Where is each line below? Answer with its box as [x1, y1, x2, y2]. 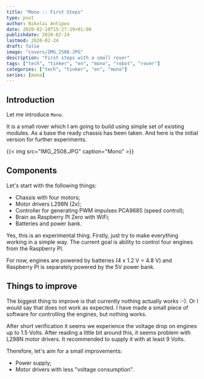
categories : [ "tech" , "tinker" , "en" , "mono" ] [6, 66, 127, 72]
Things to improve [6, 281, 78, 292]
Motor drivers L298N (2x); [15, 200, 81, 208]
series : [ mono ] [6, 72, 45, 78]
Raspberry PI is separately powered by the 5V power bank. [6, 263, 155, 270]
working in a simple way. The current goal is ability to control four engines [6, 238, 193, 246]
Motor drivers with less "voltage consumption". [15, 365, 135, 373]
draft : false [6, 44, 40, 50]
